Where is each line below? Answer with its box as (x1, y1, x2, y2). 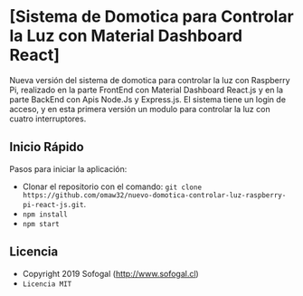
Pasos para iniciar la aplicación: (9, 163, 128, 174)
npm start (22, 219, 61, 228)
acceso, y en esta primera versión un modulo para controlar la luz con (9, 103, 270, 114)
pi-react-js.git (22, 200, 84, 209)
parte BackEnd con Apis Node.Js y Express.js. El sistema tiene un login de (9, 93, 287, 105)
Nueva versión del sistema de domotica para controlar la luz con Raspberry (9, 74, 291, 85)
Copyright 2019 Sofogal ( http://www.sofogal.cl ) (22, 268, 199, 279)
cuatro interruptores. (9, 113, 87, 124)
